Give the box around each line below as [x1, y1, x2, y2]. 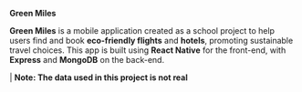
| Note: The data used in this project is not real [9, 72, 189, 83]
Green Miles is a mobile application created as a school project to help [9, 26, 276, 36]
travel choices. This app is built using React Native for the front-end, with [9, 45, 286, 56]
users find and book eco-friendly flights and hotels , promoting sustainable [9, 36, 294, 46]
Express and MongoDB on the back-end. [9, 55, 165, 65]
